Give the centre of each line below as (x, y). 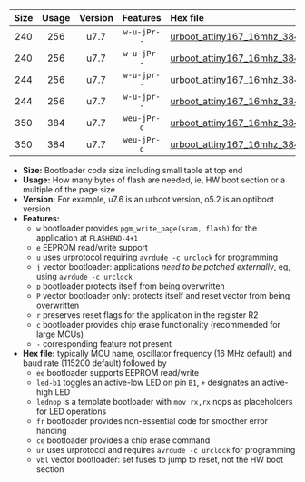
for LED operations (71, 411)
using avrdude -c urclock (84, 276)
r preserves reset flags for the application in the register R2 (147, 315)
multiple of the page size (69, 189)
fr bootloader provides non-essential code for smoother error (152, 421)
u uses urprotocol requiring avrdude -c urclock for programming (157, 257)
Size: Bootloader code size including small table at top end (133, 170)
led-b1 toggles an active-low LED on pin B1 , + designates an (148, 382)
